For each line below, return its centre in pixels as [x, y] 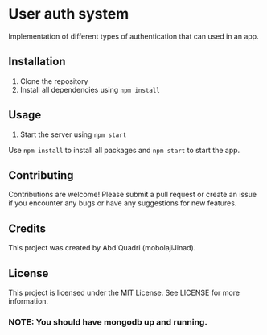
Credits [27, 228]
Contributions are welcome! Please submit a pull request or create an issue [133, 195]
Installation [37, 62]
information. [29, 301]
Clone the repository [54, 81]
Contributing [41, 175]
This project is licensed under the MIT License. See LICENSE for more [124, 292]
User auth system [69, 14]
